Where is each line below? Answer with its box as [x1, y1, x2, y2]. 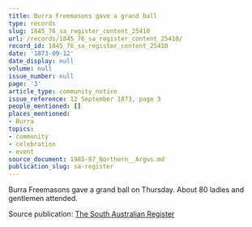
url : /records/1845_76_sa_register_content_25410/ [8, 34, 183, 43]
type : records [8, 19, 57, 28]
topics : [8, 125, 35, 133]
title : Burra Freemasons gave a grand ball [8, 11, 158, 20]
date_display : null [8, 58, 75, 66]
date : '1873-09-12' [8, 49, 75, 58]
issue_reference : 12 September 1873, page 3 [8, 95, 161, 103]
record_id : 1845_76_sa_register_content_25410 [8, 42, 169, 50]
